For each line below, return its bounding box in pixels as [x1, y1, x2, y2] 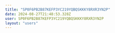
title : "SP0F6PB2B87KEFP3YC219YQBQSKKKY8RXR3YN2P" [5, 7, 111, 12]
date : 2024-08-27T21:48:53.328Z [5, 12, 71, 16]
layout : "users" [5, 20, 38, 26]
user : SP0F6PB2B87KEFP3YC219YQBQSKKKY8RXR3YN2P [5, 16, 104, 21]
